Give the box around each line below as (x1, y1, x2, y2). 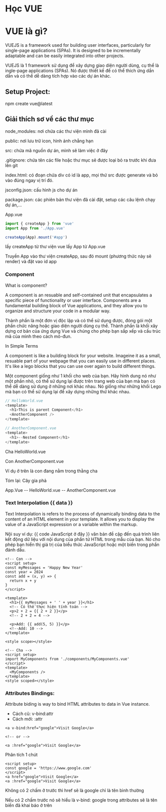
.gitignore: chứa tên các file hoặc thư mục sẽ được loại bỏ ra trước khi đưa (5, 157, 156, 163)
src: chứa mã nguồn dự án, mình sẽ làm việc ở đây (5, 147, 108, 153)
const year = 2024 (5, 569, 43, 574)
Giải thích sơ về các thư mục (5, 115, 94, 123)
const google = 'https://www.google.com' (5, 766, 92, 771)
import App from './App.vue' (5, 226, 65, 231)
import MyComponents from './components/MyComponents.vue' (5, 656, 130, 661)
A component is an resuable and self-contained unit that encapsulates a (5, 292, 152, 298)
